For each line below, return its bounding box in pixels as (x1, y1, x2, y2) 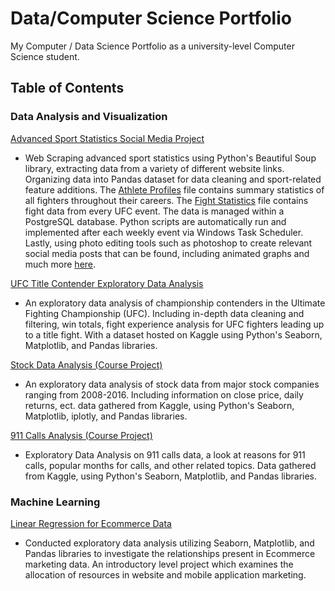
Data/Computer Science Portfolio (10, 7, 292, 30)
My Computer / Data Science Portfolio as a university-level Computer (10, 40, 295, 52)
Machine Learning (10, 495, 101, 509)
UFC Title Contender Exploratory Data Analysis (10, 277, 204, 289)
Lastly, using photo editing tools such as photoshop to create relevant (24, 237, 313, 249)
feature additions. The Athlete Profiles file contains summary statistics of (24, 183, 325, 196)
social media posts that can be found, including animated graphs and (24, 247, 310, 259)
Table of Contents (10, 80, 125, 97)
